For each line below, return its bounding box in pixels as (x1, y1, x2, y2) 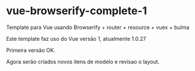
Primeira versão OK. (6, 46, 55, 54)
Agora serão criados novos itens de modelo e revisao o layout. (6, 58, 160, 65)
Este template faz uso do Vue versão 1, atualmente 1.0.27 (6, 35, 146, 42)
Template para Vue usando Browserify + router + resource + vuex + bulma (6, 24, 190, 31)
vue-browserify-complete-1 (6, 4, 147, 18)
